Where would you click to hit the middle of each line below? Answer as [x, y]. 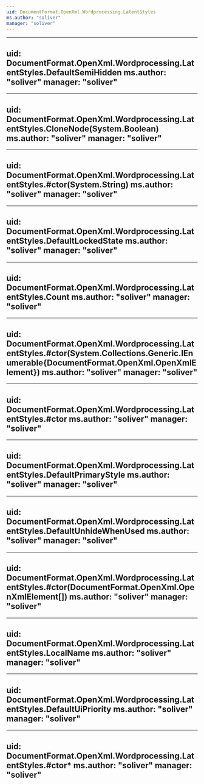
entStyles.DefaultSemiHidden [64, 73]
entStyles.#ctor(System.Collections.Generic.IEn [100, 353]
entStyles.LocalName [48, 653]
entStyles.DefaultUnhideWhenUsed [76, 531]
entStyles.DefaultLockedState [65, 241]
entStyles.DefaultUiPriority [59, 709]
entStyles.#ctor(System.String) [68, 185]
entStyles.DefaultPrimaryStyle [66, 475]
